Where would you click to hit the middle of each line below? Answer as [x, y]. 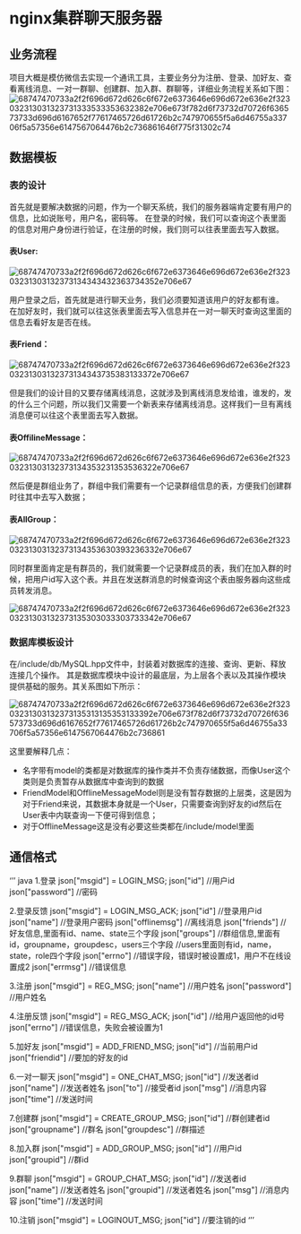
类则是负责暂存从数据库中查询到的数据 [93, 781]
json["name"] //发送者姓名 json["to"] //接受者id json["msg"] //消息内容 [138, 1087]
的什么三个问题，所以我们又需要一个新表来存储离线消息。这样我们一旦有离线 [150, 404]
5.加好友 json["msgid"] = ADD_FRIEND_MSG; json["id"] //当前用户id [133, 1046]
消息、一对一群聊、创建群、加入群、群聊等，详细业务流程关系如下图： [162, 89]
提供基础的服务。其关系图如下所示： [76, 686]
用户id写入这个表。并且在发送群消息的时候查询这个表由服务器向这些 [158, 579]
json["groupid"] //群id [49, 1159]
